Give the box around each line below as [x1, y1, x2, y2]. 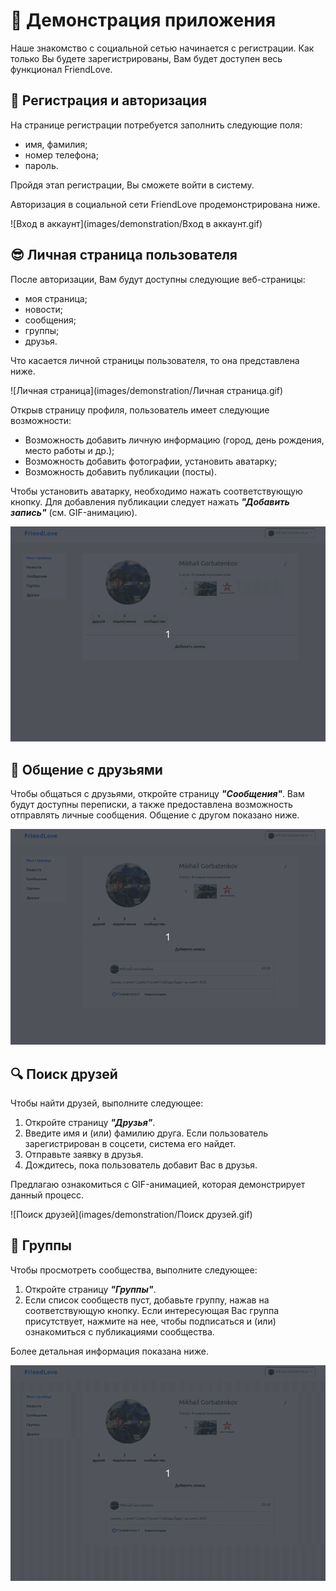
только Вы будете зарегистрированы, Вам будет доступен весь [10, 52, 283, 64]
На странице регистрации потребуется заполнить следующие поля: [10, 119, 303, 131]
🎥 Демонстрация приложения [10, 9, 277, 32]
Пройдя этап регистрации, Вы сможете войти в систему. [10, 179, 255, 191]
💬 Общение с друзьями [10, 761, 163, 778]
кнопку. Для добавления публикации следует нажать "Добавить [10, 495, 290, 508]
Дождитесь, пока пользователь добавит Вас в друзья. [24, 1159, 258, 1171]
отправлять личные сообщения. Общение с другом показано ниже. [10, 809, 300, 821]
